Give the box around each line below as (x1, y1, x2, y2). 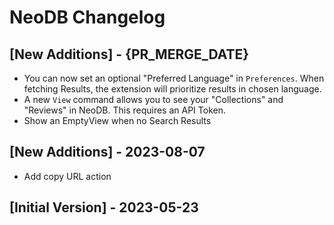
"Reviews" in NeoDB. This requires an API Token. (23, 104, 226, 116)
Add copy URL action (23, 170, 112, 182)
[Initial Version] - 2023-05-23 (9, 199, 199, 216)
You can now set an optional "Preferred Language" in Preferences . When (23, 72, 325, 84)
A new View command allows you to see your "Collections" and (23, 94, 284, 105)
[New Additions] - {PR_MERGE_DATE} (9, 46, 250, 63)
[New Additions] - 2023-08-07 (9, 144, 206, 161)
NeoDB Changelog (9, 6, 166, 29)
